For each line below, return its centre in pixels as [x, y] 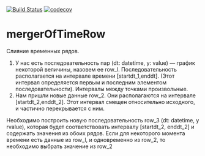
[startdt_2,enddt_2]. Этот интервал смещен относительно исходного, [105, 102]
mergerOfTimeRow [56, 34]
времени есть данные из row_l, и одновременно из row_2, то [86, 139]
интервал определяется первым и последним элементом [91, 82]
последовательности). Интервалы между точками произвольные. [102, 89]
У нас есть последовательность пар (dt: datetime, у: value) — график [105, 63]
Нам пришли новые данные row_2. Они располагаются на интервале [106, 95]
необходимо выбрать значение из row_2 [59, 146]
